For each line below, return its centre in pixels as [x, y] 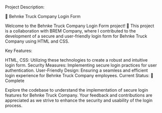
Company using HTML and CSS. [37, 41]
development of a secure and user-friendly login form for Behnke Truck [76, 36]
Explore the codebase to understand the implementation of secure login [77, 90]
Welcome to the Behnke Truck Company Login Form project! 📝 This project [80, 26]
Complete [15, 81]
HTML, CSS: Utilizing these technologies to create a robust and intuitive [76, 60]
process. [14, 105]
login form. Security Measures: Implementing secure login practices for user [81, 65]
